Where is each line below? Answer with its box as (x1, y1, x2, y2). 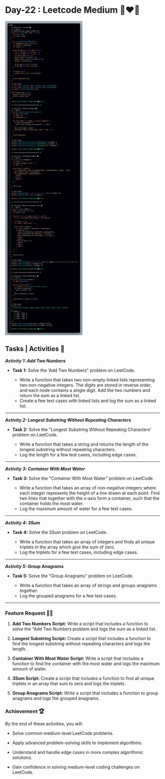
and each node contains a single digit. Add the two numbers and (19, 387, 151, 393)
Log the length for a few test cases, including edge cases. (19, 452, 137, 457)
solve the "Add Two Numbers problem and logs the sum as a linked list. (12, 626, 157, 632)
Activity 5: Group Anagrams (5, 563, 64, 569)
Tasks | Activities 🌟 (5, 345, 65, 353)
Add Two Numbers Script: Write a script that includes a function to (12, 621, 148, 627)
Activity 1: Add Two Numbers (5, 358, 66, 364)
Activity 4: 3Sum (5, 520, 40, 526)
